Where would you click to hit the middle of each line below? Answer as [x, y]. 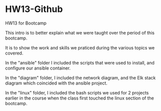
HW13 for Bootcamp [26, 23]
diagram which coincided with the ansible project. [56, 83]
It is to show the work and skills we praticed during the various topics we [80, 47]
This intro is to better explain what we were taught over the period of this [80, 32]
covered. [14, 53]
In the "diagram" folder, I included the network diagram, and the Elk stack [80, 77]
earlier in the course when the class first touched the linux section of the [80, 98]
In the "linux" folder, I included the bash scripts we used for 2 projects [77, 92]
